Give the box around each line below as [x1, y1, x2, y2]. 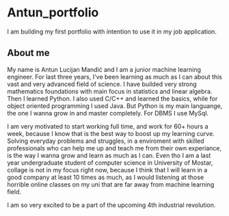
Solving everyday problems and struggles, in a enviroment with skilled [7, 137, 204, 145]
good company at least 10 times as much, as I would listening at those [7, 173, 204, 181]
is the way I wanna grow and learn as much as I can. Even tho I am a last [7, 151, 211, 159]
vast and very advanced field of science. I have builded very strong [7, 80, 197, 88]
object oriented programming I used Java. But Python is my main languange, [7, 101, 223, 110]
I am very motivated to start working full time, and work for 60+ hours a [7, 122, 208, 131]
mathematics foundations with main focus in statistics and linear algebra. [7, 87, 213, 95]
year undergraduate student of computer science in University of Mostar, [7, 159, 213, 167]
